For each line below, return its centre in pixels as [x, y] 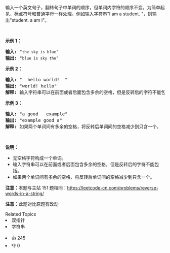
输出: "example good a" [34, 120]
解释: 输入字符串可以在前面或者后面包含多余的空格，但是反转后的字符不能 [83, 92]
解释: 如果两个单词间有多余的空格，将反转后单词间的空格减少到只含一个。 [83, 127]
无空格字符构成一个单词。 [39, 158]
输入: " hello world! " [36, 80]
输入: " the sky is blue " [32, 52]
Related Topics [21, 214]
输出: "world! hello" [31, 86]
